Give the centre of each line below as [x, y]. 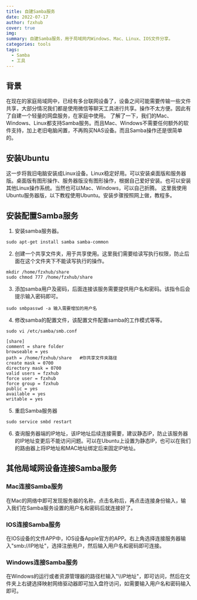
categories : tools [28, 45]
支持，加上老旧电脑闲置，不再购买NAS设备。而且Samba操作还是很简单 [97, 130]
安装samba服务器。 [38, 231]
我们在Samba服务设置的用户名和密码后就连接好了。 [73, 508]
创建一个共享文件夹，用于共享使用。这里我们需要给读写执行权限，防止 [99, 254]
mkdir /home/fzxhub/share [38, 272]
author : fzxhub [25, 22]
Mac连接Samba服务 [35, 487]
